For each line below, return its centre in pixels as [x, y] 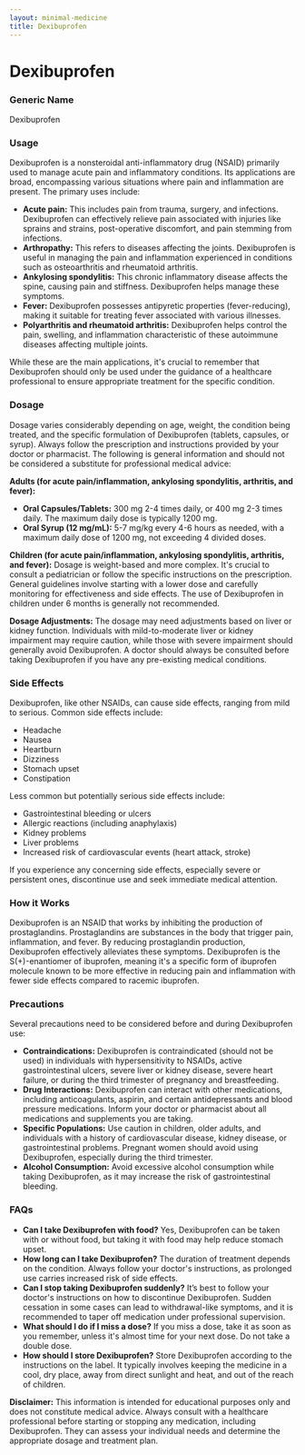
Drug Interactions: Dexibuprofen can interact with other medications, [152, 1090]
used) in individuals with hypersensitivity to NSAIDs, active [133, 1061]
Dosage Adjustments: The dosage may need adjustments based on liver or [151, 621]
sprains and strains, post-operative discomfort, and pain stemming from [157, 229]
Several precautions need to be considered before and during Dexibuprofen [151, 1024]
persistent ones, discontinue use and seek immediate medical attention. [144, 879]
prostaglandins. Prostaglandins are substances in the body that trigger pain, [151, 932]
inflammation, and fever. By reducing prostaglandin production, [128, 942]
